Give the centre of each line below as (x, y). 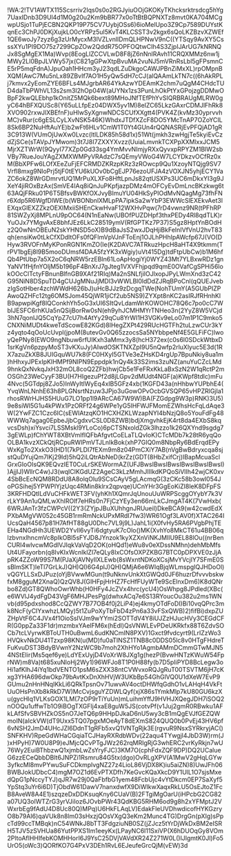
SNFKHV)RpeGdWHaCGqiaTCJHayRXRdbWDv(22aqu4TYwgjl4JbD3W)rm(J (115, 735)
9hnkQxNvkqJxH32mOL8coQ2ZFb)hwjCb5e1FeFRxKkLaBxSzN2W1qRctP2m (116, 369)
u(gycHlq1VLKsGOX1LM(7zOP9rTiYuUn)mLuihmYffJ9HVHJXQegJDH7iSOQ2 (116, 699)
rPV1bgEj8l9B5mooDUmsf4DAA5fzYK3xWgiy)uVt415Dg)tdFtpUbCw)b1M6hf (115, 252)
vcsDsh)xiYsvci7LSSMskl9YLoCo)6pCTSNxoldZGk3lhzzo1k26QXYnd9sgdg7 (115, 428)
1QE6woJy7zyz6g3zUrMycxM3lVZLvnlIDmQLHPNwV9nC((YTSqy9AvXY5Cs (115, 39)
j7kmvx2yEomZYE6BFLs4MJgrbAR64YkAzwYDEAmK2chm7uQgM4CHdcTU (116, 83)
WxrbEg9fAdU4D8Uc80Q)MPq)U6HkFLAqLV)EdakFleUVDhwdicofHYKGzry (115, 809)
